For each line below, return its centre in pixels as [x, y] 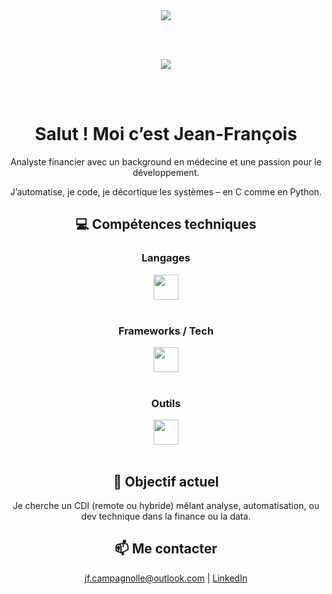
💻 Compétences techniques [166, 224]
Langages [166, 258]
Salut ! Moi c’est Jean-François [166, 134]
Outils [166, 403]
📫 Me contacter [166, 549]
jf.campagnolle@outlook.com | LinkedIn [166, 578]
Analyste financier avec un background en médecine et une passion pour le [166, 161]
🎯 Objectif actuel [166, 481]
